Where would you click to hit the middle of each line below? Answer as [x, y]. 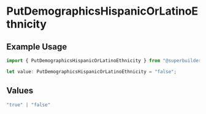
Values [20, 91]
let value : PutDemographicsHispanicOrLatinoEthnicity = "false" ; [91, 71]
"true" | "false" [29, 105]
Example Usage [37, 47]
